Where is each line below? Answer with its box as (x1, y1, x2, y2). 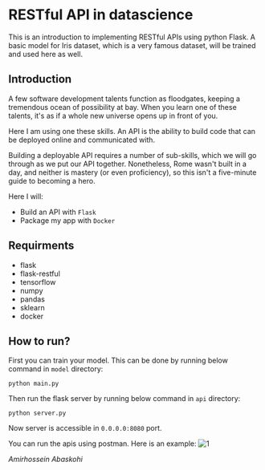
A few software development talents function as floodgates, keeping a (8, 94, 241, 103)
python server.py (8, 409, 67, 418)
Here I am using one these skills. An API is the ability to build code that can (8, 126, 255, 136)
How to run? (8, 334, 71, 348)
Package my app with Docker (19, 215, 116, 225)
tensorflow (19, 277, 56, 286)
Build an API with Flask (19, 207, 96, 217)
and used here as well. (8, 49, 83, 59)
